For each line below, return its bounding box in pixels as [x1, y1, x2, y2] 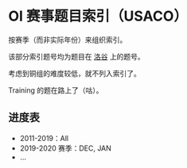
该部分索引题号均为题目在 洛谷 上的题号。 [8, 52, 145, 61]
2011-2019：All [19, 133, 69, 143]
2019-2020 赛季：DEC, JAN [19, 143, 111, 153]
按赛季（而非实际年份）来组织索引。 [8, 35, 127, 44]
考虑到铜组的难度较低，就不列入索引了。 [8, 68, 141, 78]
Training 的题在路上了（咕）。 [8, 85, 103, 95]
